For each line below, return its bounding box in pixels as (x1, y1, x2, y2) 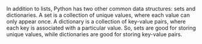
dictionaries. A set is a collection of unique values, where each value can (6, 11, 190, 19)
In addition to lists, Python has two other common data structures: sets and (6, 5, 196, 12)
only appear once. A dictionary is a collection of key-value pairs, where (6, 18, 186, 25)
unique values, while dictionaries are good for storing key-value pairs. (6, 31, 182, 38)
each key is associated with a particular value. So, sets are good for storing (6, 24, 196, 31)
